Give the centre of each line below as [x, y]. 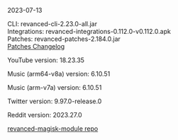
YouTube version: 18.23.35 [46, 60]
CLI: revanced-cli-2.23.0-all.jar [52, 24]
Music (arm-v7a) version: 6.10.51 [55, 87]
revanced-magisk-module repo [53, 129]
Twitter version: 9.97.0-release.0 [55, 101]
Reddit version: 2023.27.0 [45, 115]
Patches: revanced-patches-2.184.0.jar [64, 39]
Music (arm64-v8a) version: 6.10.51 [59, 74]
